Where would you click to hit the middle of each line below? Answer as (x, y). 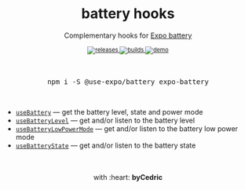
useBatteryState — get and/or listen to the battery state (106, 145)
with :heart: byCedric (128, 177)
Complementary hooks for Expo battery (128, 35)
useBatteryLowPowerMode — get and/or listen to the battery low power (126, 128)
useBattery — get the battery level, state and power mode (109, 111)
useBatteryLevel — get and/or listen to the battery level (105, 120)
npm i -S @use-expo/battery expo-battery (128, 82)
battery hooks (128, 14)
